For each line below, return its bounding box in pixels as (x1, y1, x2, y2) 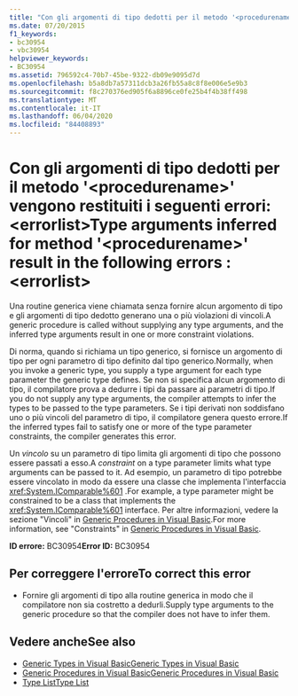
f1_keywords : (9, 29, 58, 38)
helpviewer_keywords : (9, 54, 90, 63)
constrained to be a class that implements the (9, 495, 176, 505)
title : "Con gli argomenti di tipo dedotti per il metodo (9, 12, 228, 22)
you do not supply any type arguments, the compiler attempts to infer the (9, 393, 277, 403)
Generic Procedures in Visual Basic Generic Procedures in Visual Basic (21, 667, 279, 678)
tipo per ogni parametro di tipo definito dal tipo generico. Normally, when (9, 356, 273, 366)
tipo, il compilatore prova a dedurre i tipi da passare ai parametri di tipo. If (9, 383, 276, 395)
